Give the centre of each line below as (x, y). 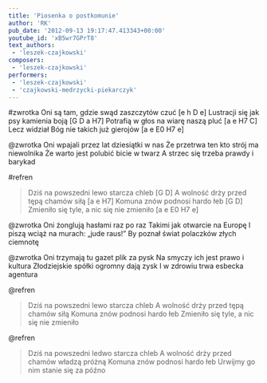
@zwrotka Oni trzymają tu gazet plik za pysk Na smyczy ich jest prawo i (126, 258)
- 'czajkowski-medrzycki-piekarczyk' (74, 90)
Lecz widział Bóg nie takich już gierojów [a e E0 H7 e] (96, 129)
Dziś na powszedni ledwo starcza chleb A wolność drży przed (130, 353)
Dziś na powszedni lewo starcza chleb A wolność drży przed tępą (136, 306)
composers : (26, 61)
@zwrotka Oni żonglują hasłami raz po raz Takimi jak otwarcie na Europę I (130, 225)
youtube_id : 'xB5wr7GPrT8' (53, 38)
